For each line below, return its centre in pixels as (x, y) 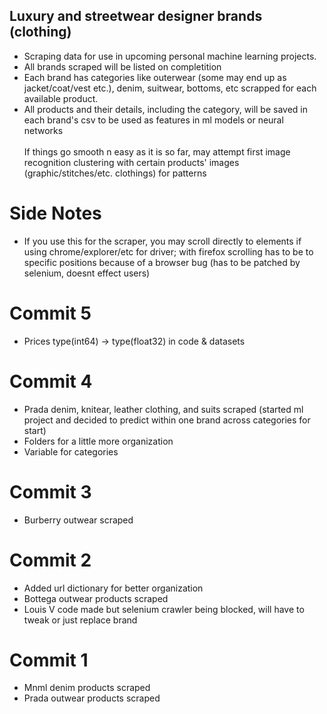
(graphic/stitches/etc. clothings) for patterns (115, 173)
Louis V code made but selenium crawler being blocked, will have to (164, 609)
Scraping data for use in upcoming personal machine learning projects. (170, 56)
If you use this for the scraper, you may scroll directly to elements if (162, 241)
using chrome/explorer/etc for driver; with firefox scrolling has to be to (168, 251)
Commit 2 (50, 560)
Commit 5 (50, 313)
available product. (61, 98)
